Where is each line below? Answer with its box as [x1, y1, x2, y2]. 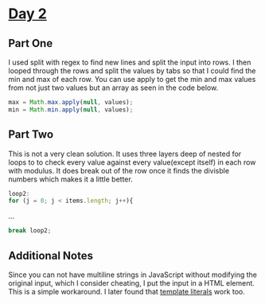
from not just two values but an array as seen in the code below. [8, 83, 219, 92]
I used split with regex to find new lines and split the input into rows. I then [8, 57, 251, 67]
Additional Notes [8, 248, 94, 263]
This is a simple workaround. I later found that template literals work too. [8, 287, 245, 296]
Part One [8, 37, 53, 50]
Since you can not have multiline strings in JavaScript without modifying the [8, 270, 257, 279]
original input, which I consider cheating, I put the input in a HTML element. [8, 279, 255, 287]
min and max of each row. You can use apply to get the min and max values [8, 75, 256, 84]
